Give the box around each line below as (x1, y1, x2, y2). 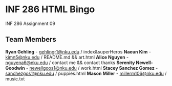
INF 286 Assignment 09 (5, 20, 55, 26)
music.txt (5, 75, 25, 82)
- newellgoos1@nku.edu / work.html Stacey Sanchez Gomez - (26, 65, 158, 71)
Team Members (5, 35, 56, 44)
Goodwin (5, 65, 25, 71)
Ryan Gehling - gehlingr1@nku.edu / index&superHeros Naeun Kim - (5, 48, 152, 54)
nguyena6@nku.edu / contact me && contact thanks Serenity (5, 60, 135, 66)
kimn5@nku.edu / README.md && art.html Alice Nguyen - (5, 54, 129, 60)
